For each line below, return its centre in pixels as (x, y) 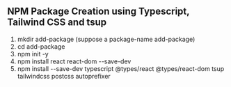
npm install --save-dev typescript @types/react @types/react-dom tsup (121, 68)
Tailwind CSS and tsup (57, 23)
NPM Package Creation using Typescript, (98, 11)
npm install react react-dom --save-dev (74, 61)
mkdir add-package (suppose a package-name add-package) (106, 39)
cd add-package (41, 46)
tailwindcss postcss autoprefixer (64, 76)
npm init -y (33, 54)
